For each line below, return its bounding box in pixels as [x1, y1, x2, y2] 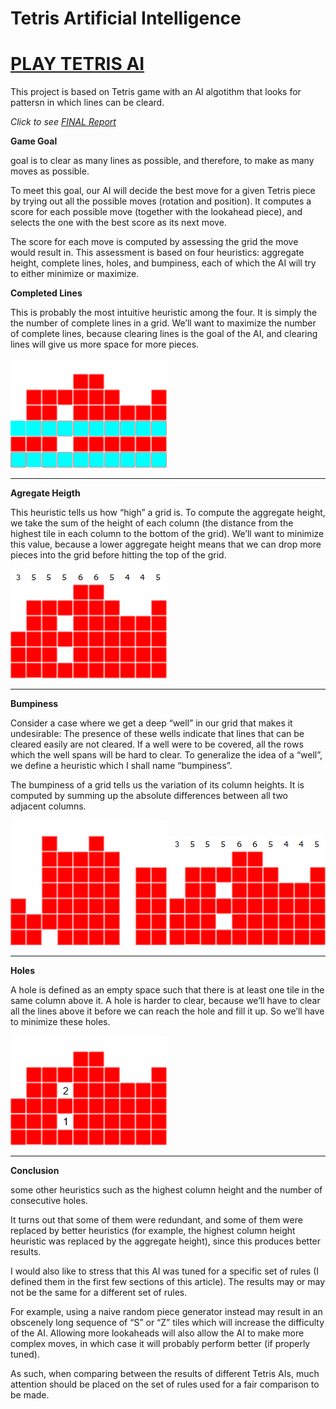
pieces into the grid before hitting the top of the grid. [10, 549, 227, 561]
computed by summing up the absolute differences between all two [10, 790, 288, 802]
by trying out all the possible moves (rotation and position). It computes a [10, 195, 312, 207]
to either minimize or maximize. [10, 268, 140, 280]
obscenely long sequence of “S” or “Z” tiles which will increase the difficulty [10, 1317, 325, 1329]
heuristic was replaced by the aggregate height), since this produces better [10, 1235, 322, 1247]
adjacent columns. [10, 800, 87, 812]
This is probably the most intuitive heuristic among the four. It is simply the [10, 307, 318, 319]
